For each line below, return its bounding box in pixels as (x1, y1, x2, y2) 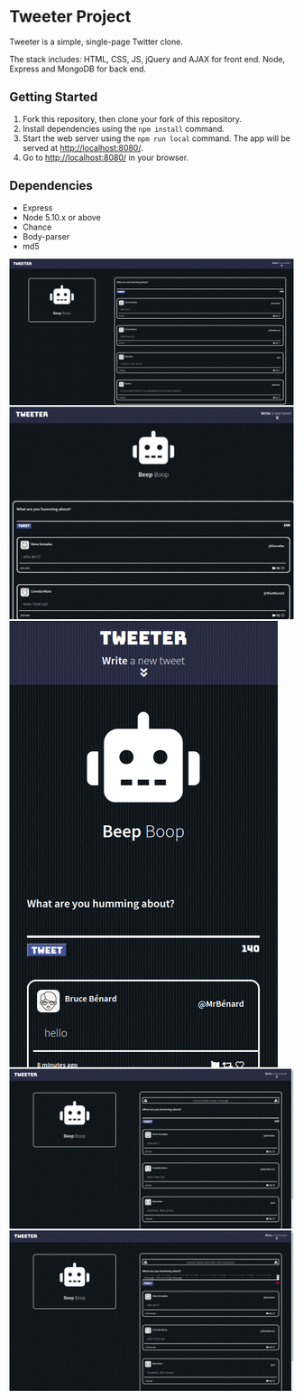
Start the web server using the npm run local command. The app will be (22, 133, 291, 144)
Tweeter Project (9, 6, 132, 27)
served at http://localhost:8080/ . (22, 142, 143, 153)
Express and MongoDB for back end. (9, 63, 147, 74)
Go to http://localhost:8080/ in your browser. (22, 152, 189, 163)
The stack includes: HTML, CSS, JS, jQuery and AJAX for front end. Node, (9, 53, 286, 64)
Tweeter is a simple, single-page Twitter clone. (9, 36, 183, 47)
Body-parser (22, 230, 70, 241)
